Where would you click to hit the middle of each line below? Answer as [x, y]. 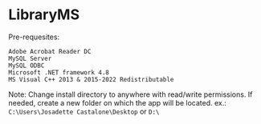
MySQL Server [30, 58]
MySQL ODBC [27, 66]
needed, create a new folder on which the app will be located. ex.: [118, 102]
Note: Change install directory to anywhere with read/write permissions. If [130, 94]
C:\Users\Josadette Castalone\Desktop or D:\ [84, 111]
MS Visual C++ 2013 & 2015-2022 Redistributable [91, 79]
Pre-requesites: [34, 37]
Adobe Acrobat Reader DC [50, 51]
